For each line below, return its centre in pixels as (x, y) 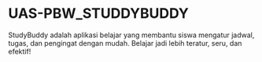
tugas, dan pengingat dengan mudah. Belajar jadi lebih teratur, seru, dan (125, 43)
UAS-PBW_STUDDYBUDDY (98, 14)
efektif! (20, 51)
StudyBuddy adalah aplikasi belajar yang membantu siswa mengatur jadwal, (131, 35)
